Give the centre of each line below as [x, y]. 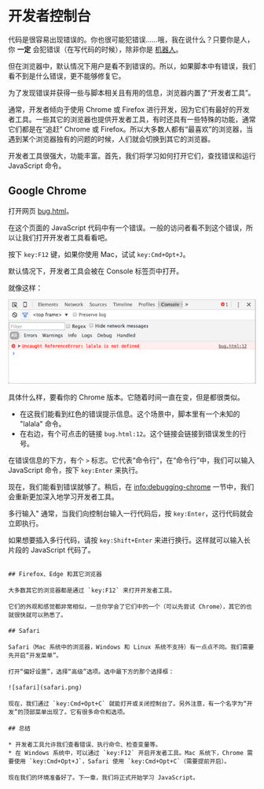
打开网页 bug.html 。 [40, 210]
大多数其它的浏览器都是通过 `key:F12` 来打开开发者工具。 [92, 590]
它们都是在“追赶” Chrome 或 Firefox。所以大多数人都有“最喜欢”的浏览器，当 [131, 129]
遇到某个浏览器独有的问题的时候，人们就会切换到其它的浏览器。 [111, 139]
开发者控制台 [50, 16]
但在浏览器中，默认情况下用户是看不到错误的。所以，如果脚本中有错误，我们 [132, 66]
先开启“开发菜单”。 [35, 655]
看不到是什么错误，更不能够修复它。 [67, 76]
